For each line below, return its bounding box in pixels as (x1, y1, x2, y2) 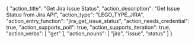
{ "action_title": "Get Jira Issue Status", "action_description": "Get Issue (6, 5, 180, 12)
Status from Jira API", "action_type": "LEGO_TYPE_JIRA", (6, 11, 145, 18)
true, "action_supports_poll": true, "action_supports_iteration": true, (6, 24, 171, 31)
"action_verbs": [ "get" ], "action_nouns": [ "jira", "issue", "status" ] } (6, 30, 173, 37)
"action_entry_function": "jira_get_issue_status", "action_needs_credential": (6, 18, 190, 24)
